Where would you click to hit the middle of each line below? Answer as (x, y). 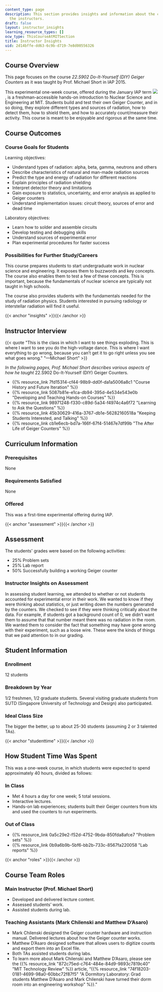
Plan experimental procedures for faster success (61, 243)
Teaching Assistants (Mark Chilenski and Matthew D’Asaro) (77, 922)
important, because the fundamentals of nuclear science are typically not (78, 281)
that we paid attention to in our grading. (44, 635)
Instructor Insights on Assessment (47, 583)
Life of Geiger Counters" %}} (41, 428)
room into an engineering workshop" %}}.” (55, 985)
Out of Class (20, 824)
